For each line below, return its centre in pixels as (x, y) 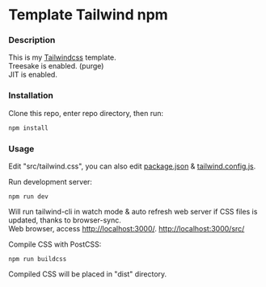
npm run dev (28, 196)
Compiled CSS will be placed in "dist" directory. (88, 274)
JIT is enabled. (33, 75)
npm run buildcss (38, 259)
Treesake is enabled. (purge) (56, 66)
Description (32, 40)
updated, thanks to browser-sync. (65, 220)
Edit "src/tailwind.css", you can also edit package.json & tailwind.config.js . (132, 166)
